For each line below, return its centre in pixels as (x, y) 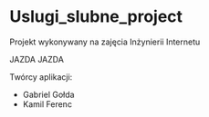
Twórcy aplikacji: (41, 77)
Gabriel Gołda (48, 94)
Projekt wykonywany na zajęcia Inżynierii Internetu (105, 42)
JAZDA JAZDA (37, 59)
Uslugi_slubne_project (96, 17)
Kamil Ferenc (47, 104)
